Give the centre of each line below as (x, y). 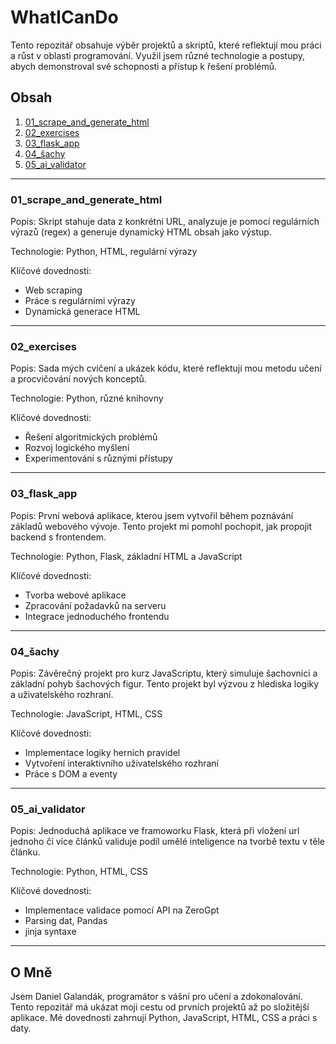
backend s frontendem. (58, 537)
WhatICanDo (64, 17)
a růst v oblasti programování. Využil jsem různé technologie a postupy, (158, 55)
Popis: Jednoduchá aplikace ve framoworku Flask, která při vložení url (155, 831)
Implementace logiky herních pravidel (102, 752)
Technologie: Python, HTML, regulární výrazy (104, 252)
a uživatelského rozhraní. (62, 694)
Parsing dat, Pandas (66, 921)
